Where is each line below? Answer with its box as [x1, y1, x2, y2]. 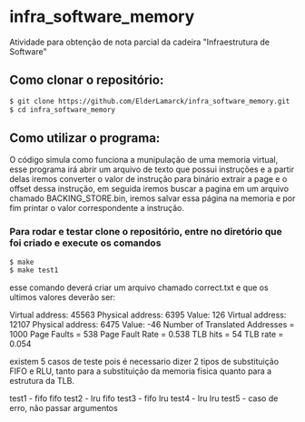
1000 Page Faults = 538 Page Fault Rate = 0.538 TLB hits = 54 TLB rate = [9, 329, 284, 340]
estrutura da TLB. [9, 376, 75, 387]
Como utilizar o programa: [9, 130, 161, 146]
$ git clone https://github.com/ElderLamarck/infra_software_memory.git [9, 96, 290, 105]
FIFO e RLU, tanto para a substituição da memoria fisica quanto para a [9, 366, 272, 377]
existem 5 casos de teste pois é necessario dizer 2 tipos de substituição [9, 357, 280, 367]
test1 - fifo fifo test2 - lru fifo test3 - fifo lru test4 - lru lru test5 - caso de [9, 393, 279, 404]
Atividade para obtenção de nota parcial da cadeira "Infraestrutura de [9, 36, 271, 47]
